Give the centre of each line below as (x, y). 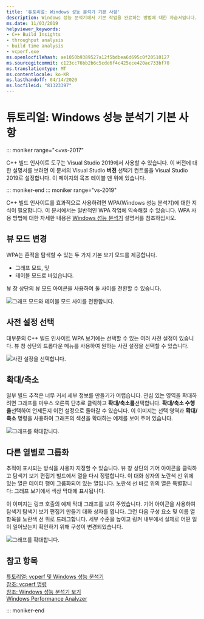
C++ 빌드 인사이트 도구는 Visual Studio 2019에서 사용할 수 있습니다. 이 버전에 (99, 163)
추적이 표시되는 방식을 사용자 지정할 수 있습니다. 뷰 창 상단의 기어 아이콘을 (93, 468)
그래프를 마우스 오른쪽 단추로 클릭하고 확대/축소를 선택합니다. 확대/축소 (100, 403)
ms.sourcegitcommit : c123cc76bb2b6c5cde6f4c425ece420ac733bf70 (88, 63)
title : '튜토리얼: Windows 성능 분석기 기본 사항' (63, 12)
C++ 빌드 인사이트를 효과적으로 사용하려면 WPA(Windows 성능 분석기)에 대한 (98, 202)
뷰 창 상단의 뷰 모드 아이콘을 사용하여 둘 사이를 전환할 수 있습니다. (84, 288)
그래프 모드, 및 (32, 267)
